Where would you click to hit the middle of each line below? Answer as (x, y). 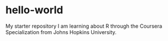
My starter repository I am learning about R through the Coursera (84, 26)
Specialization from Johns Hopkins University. (61, 32)
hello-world (35, 10)
